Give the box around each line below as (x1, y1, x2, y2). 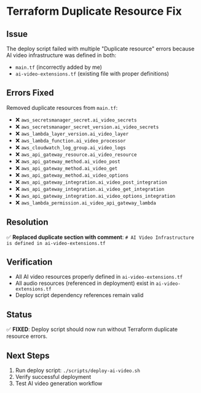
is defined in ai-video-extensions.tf (6, 240, 106, 246)
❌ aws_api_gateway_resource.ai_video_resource (15, 150, 137, 158)
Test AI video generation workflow (15, 379, 103, 387)
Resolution (6, 217, 49, 228)
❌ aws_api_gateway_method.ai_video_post (15, 157, 121, 165)
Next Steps (6, 350, 50, 360)
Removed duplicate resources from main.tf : (6, 104, 118, 111)
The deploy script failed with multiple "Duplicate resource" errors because (6, 45, 195, 52)
